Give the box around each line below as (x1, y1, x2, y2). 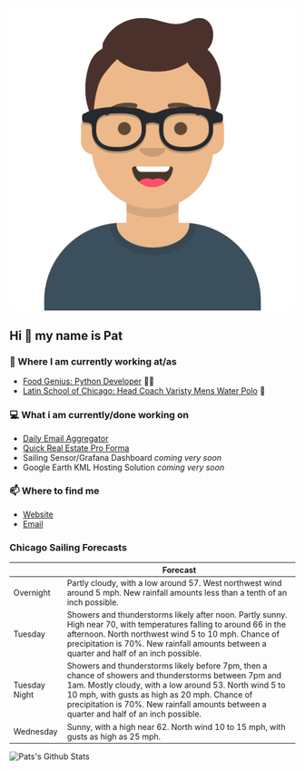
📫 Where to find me (9, 484, 100, 497)
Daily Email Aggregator (22, 433, 109, 443)
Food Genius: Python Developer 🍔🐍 (22, 375, 155, 387)
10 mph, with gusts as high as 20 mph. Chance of (66, 689, 253, 700)
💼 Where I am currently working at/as (9, 355, 177, 367)
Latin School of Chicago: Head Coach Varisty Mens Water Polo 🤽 (22, 385, 266, 396)
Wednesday (13, 726, 58, 737)
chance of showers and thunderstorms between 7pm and (66, 670, 282, 681)
